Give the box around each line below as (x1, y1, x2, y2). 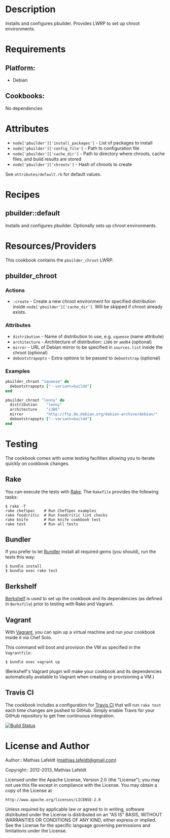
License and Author (5, 740, 90, 751)
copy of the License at (5, 787, 52, 793)
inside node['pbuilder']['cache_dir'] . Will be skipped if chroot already (12, 304, 163, 310)
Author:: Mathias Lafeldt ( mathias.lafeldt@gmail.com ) (5, 757, 117, 763)
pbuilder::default (5, 209, 60, 217)
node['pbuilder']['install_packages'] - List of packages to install (12, 139, 153, 145)
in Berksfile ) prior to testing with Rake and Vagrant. (5, 601, 114, 607)
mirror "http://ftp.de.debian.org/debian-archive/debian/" (10, 412, 158, 417)
